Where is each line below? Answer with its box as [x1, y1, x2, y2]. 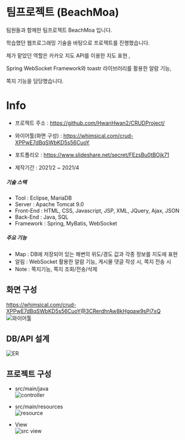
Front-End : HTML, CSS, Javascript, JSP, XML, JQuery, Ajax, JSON [14, 207, 180, 214]
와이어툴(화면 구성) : [14, 132, 62, 139]
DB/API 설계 [6, 334, 50, 344]
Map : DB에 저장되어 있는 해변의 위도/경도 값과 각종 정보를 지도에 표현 [14, 250, 178, 258]
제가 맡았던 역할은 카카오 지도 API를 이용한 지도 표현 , [6, 52, 131, 59]
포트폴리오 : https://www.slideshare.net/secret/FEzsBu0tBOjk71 [14, 151, 169, 158]
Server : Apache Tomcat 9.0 [14, 200, 84, 207]
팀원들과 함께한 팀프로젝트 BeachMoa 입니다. [6, 26, 112, 34]
